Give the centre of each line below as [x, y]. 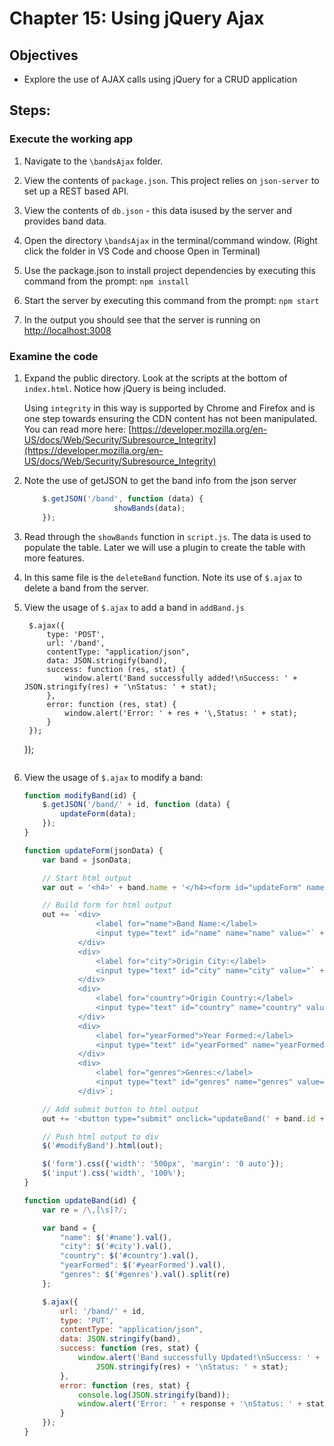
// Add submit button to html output [120, 1109]
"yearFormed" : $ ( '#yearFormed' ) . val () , [143, 1265]
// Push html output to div [100, 1137]
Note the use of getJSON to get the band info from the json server [160, 480]
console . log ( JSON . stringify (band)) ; [154, 1395]
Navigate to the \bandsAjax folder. [93, 161]
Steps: [30, 110]
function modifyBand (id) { [80, 795]
